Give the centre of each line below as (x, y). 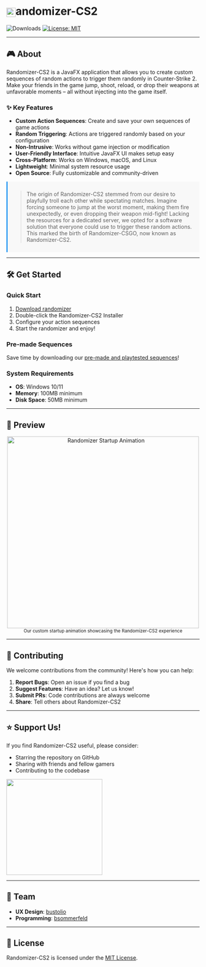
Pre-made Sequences (40, 344)
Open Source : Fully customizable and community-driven (87, 173)
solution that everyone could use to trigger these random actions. (109, 227)
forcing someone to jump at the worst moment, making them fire (108, 208)
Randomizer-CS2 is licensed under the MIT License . (72, 958)
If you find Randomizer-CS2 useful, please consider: (73, 745)
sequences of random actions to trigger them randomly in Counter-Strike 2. (102, 79)
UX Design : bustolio (40, 911)
